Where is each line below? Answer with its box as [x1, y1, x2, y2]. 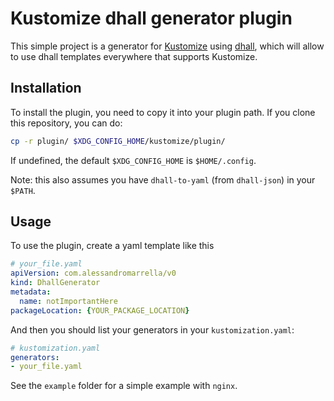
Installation [10, 80, 82, 97]
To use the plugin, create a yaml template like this [10, 240, 215, 252]
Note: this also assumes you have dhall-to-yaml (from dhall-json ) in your [10, 173, 316, 186]
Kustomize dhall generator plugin [10, 7, 293, 30]
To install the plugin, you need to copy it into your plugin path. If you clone [10, 106, 316, 118]
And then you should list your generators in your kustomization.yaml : [10, 323, 295, 336]
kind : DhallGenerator [10, 278, 101, 288]
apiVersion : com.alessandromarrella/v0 [10, 268, 177, 279]
